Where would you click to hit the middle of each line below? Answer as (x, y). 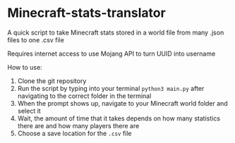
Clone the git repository (52, 81)
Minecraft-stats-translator (86, 13)
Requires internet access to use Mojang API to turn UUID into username (112, 54)
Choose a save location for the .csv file (74, 133)
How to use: (25, 67)
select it (29, 111)
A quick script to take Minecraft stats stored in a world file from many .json (116, 32)
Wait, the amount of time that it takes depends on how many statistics (119, 118)
